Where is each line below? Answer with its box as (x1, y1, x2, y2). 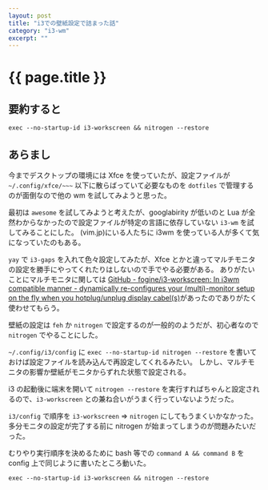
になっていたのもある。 (8, 238, 86, 247)
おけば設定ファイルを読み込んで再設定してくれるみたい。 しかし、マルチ (8, 357, 248, 367)
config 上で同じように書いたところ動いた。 (8, 458, 150, 468)
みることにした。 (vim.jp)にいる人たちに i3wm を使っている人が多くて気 (22, 227, 260, 237)
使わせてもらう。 (8, 303, 64, 313)
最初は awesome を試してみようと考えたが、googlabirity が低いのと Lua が (8, 207, 249, 217)
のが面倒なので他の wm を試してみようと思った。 (8, 191, 172, 200)
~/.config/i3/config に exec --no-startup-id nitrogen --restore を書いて (8, 347, 258, 357)
